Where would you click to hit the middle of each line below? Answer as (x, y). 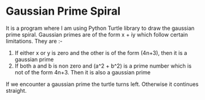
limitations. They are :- (34, 41)
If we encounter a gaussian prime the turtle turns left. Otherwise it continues (102, 84)
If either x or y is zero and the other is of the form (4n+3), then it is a (101, 52)
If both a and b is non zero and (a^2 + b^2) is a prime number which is (103, 66)
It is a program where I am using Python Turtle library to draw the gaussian (100, 28)
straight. (16, 90)
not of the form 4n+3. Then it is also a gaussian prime (83, 72)
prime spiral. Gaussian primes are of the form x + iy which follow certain (97, 34)
